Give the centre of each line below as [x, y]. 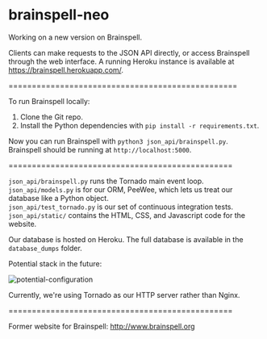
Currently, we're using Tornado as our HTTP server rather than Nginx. [124, 295]
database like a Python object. [58, 198]
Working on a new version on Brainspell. [75, 37]
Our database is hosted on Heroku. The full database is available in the [126, 239]
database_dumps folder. [45, 248]
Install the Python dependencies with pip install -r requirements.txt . [140, 125]
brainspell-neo [59, 15]
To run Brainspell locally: [49, 101]
